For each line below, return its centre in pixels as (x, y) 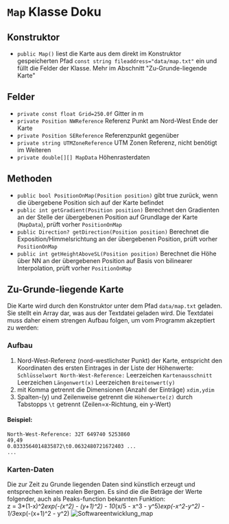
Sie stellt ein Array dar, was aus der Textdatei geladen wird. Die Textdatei (110, 313)
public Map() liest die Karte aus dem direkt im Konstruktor (99, 53)
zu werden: (23, 328)
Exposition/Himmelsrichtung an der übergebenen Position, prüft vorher (117, 239)
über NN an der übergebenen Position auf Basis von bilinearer (105, 260)
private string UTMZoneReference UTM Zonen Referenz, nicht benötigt (117, 142)
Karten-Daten (31, 469)
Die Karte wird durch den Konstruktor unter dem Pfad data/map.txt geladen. (115, 306)
